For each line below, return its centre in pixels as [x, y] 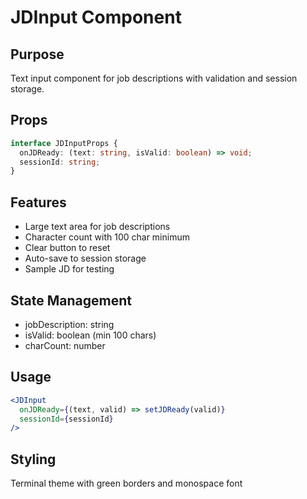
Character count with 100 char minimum [107, 237]
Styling [33, 459]
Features [38, 202]
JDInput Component [96, 17]
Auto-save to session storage [85, 258]
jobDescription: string [69, 324]
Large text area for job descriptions [97, 227]
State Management [71, 300]
